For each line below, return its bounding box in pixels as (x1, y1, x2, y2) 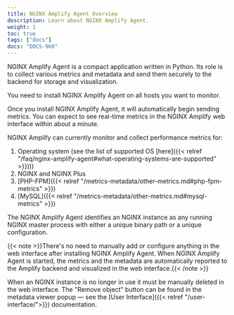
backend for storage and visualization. (7, 78, 118, 85)
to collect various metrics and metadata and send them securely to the (7, 70, 212, 78)
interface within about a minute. (7, 120, 100, 128)
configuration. (7, 228, 48, 236)
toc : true (7, 30, 37, 37)
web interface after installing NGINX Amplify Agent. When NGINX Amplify (7, 249, 220, 257)
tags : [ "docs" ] (7, 37, 52, 44)
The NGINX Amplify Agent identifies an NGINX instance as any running (7, 213, 213, 221)
